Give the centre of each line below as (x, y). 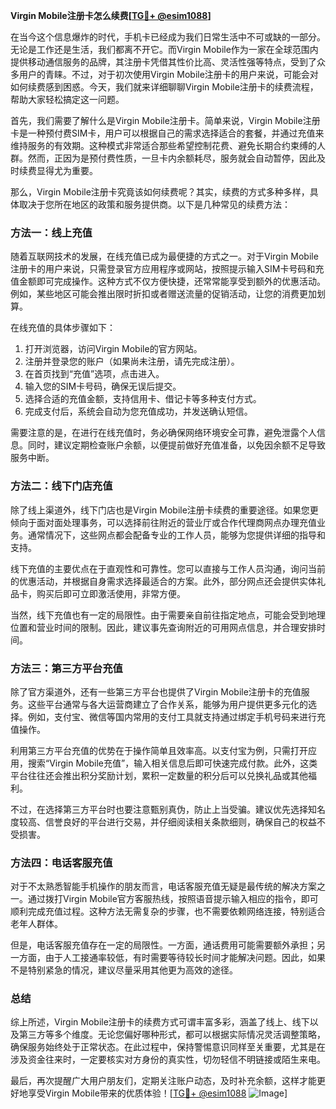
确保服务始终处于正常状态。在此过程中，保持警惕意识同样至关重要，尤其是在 (168, 1047)
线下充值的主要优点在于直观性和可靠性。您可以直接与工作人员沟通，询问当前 (168, 568)
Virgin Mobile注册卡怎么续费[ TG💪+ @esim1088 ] (111, 15)
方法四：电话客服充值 (61, 862)
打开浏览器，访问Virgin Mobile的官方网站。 (113, 349)
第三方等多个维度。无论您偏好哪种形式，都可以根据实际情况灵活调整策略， (172, 1035)
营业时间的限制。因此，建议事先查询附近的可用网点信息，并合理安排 (176, 627)
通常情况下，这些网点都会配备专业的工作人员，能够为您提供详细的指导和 (176, 535)
